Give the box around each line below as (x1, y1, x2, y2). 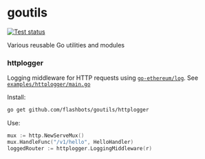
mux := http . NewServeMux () (7, 132, 85, 139)
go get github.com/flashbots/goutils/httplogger (7, 107, 149, 114)
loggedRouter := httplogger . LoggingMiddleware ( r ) (7, 145, 153, 152)
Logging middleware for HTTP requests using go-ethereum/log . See (7, 74, 198, 82)
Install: (7, 93, 26, 101)
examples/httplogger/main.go (7, 81, 91, 88)
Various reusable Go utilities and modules (7, 41, 125, 49)
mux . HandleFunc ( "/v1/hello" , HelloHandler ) (7, 138, 134, 145)
